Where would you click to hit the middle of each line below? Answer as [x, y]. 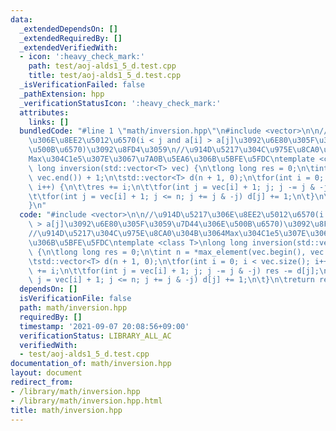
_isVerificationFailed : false [82, 85]
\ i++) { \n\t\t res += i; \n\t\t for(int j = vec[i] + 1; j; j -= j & [171, 187]
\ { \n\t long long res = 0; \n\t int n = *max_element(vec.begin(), [167, 252]
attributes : [44, 112]
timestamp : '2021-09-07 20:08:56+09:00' [104, 326]
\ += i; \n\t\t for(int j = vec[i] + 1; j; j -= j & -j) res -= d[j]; [174, 271]
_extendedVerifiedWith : [68, 47]
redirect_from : [42, 382]
